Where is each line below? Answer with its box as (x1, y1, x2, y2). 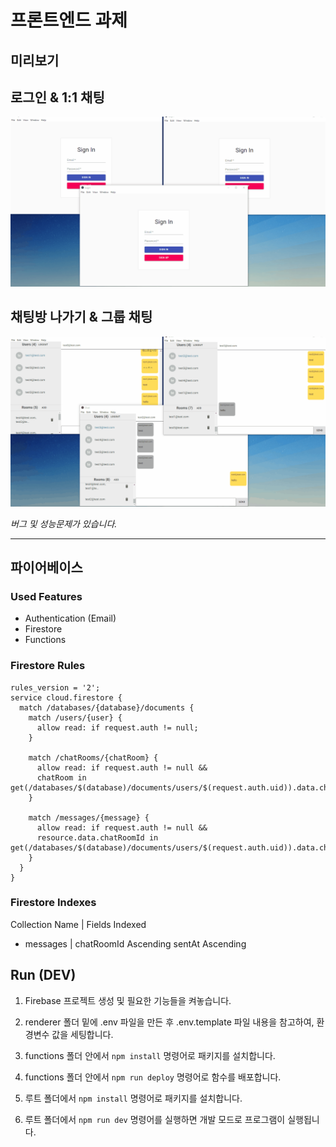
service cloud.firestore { (10, 692, 123, 703)
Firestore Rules (10, 659, 86, 673)
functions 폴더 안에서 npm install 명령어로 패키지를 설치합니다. (24, 1049, 276, 1061)
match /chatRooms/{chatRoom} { (28, 752, 159, 763)
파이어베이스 (10, 559, 83, 576)
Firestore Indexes (10, 896, 97, 910)
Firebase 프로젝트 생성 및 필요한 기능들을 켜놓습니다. (24, 994, 232, 1006)
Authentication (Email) (24, 612, 117, 625)
